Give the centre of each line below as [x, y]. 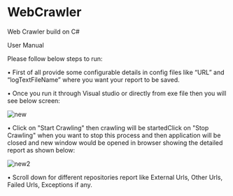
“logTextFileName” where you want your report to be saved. [93, 79]
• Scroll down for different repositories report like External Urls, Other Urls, [115, 177]
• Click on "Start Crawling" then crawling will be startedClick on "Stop [108, 127]
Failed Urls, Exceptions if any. [50, 184]
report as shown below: [41, 150]
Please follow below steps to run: [55, 58]
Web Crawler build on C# [44, 31]
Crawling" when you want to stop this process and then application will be [114, 135]
